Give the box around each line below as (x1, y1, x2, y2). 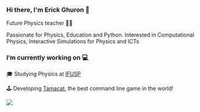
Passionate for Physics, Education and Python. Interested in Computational (6, 31, 195, 39)
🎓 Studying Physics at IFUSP (6, 70, 81, 77)
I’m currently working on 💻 (6, 53, 88, 62)
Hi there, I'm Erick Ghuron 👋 (6, 6, 90, 14)
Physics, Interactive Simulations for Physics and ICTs (6, 38, 139, 45)
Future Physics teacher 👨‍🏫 (6, 20, 73, 27)
